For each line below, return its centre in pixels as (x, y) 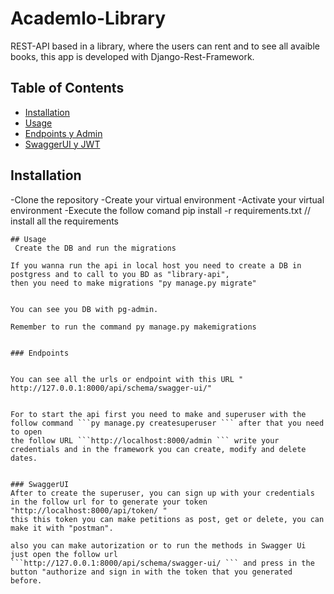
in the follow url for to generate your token (109, 502)
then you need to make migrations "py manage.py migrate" (133, 283)
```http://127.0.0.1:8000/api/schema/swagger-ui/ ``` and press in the (162, 563)
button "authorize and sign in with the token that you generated (151, 572)
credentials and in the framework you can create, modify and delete (158, 449)
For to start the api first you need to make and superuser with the (158, 414)
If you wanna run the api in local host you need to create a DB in (156, 265)
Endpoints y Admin (63, 133)
